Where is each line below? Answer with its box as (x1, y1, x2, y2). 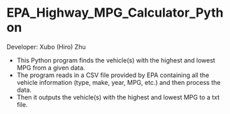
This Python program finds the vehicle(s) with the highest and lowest (16, 56, 216, 64)
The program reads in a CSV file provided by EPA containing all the (16, 71, 210, 79)
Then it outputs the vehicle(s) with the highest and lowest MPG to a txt (16, 92, 220, 101)
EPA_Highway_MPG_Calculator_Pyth (6, 5, 224, 21)
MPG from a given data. (16, 63, 85, 72)
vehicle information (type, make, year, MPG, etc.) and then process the (16, 78, 221, 86)
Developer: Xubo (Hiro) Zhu (6, 42, 86, 51)
